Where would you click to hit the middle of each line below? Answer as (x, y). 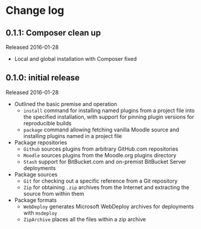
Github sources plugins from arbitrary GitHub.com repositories (101, 149)
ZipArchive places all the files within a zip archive (85, 219)
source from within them (54, 193)
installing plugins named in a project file (73, 136)
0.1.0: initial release (43, 78)
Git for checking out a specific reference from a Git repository (100, 181)
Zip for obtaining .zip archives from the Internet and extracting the (106, 187)
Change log (35, 11)
